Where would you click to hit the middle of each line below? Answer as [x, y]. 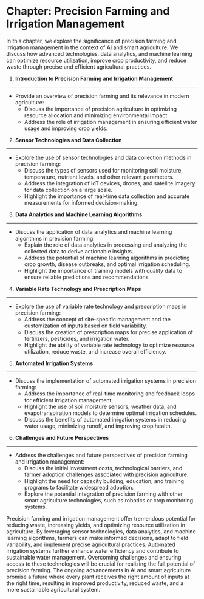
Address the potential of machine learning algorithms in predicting [107, 258]
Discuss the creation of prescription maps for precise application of [108, 332]
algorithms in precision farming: [55, 238]
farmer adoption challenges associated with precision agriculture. [106, 474]
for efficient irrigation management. [69, 400]
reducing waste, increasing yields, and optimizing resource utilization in [96, 525]
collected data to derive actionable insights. [79, 251]
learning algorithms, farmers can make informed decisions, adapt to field [97, 538]
